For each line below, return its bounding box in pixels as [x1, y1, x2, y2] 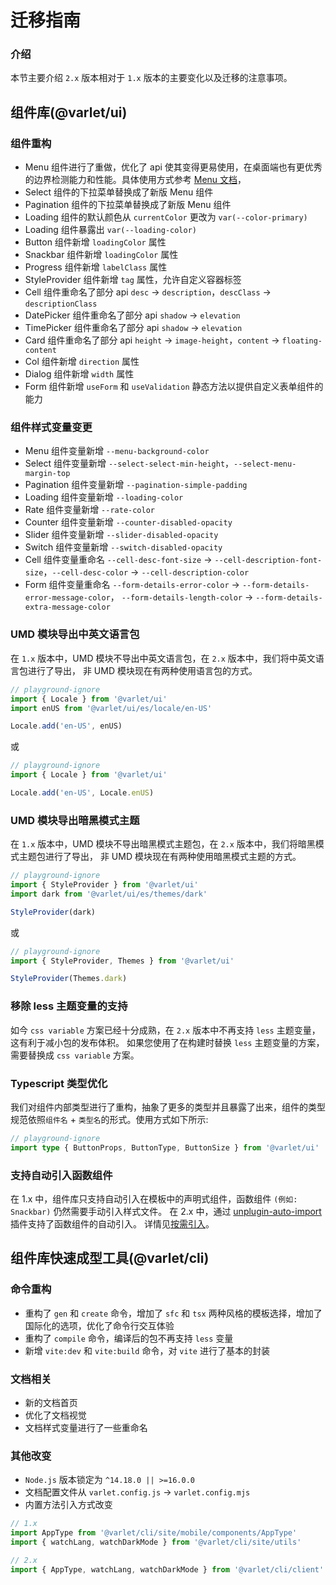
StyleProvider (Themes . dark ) [10, 974, 128, 984]
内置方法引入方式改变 [24, 1499, 113, 1511]
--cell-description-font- [214, 556, 323, 566]
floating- [281, 336, 323, 346]
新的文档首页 [24, 1396, 78, 1408]
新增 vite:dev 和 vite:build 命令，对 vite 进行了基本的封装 [24, 1344, 270, 1356]
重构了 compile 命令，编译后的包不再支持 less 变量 [24, 1332, 234, 1344]
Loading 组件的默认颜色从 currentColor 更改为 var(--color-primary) [24, 211, 308, 223]
